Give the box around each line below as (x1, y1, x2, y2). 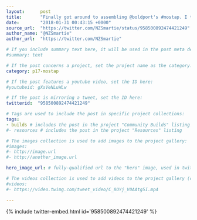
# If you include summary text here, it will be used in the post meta (6, 46, 185, 53)
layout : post (6, 8, 51, 15)
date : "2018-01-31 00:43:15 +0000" (6, 19, 111, 25)
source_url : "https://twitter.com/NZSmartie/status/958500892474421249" (6, 25, 191, 31)
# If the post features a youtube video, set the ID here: (6, 79, 154, 85)
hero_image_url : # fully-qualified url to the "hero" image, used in (6, 165, 180, 171)
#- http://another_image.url (6, 154, 77, 161)
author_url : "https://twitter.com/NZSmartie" (6, 36, 122, 42)
